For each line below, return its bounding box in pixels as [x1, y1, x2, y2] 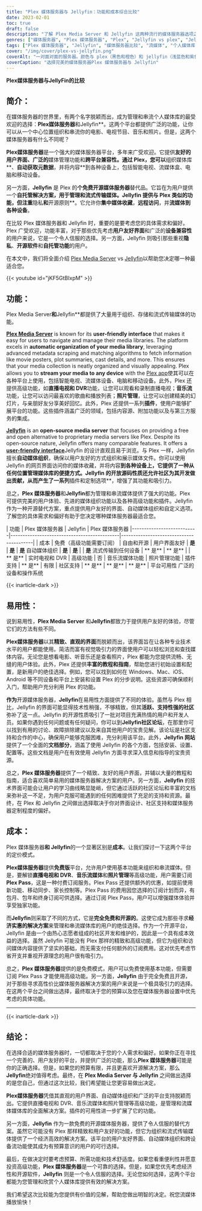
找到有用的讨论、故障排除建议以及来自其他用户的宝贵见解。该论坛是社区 [11, 726, 191, 733]
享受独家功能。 [6, 901, 43, 909]
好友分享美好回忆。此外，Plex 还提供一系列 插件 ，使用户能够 [37, 399, 187, 407]
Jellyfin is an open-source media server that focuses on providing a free [6, 427, 189, 434]
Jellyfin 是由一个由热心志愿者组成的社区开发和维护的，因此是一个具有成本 [6, 929, 189, 936]
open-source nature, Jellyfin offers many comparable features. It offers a [6, 440, 188, 447]
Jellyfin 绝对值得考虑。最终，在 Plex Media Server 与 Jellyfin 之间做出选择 [6, 1072, 192, 1079]
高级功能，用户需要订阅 [134, 871, 192, 879]
